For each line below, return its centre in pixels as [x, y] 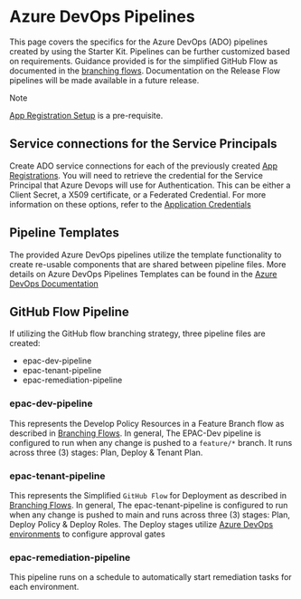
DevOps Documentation [54, 284]
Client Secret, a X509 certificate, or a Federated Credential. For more [138, 194]
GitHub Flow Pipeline [69, 311]
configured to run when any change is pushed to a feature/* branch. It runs [151, 442]
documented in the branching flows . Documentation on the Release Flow [145, 71]
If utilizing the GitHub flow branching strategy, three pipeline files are [137, 333]
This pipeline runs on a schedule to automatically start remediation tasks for [150, 577]
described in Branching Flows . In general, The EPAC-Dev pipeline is [136, 433]
